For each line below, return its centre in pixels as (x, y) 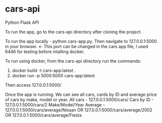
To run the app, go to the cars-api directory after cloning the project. (73, 32)
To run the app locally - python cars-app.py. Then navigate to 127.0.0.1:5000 (81, 41)
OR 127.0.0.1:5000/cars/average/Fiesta (43, 115)
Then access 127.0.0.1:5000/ (33, 85)
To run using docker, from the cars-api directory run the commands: (73, 61)
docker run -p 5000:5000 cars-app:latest (53, 75)
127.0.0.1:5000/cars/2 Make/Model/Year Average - (55, 105)
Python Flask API (22, 22)
